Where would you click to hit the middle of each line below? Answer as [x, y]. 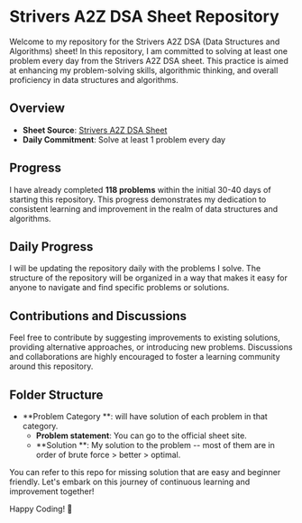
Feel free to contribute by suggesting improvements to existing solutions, [145, 338]
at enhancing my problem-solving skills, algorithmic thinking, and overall [144, 70]
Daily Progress [51, 247]
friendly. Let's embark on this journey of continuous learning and [130, 482]
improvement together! [52, 491]
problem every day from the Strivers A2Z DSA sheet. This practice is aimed [149, 60]
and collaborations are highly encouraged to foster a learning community [145, 357]
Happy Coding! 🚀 [41, 509]
